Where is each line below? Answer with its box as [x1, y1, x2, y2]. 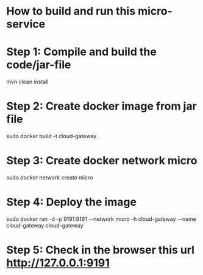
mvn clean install [6, 78, 49, 86]
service [6, 17, 46, 31]
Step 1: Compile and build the [6, 45, 157, 59]
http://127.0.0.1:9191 [6, 256, 110, 270]
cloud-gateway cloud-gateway [6, 221, 84, 229]
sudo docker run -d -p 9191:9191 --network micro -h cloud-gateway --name [6, 215, 197, 223]
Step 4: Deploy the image [6, 195, 137, 209]
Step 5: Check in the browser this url [6, 243, 195, 257]
